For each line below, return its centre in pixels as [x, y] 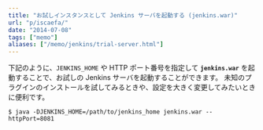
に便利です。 [29, 97]
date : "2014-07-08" [40, 30]
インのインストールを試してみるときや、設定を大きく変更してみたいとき [139, 88]
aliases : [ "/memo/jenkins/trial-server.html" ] [86, 45]
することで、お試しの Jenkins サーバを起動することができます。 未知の [130, 78]
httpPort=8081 [31, 119]
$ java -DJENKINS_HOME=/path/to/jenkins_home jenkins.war [105, 112]
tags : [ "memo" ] [33, 37]
